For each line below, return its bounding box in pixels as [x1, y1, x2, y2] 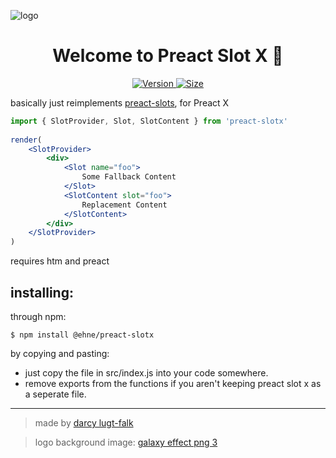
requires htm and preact [10, 255, 110, 267]
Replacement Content [81, 200, 168, 210]
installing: [10, 284, 74, 301]
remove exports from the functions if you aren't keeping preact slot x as [24, 378, 322, 389]
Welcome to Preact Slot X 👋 [52, 45, 284, 67]
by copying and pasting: [10, 348, 110, 359]
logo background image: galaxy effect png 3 [34, 436, 218, 448]
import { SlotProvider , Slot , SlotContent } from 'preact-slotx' [10, 116, 288, 126]
